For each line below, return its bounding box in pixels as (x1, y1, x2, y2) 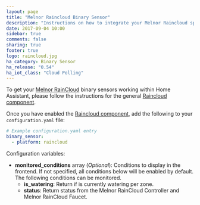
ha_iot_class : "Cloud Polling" (6, 70, 84, 76)
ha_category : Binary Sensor (6, 58, 76, 64)
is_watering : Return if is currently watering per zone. (23, 180, 154, 188)
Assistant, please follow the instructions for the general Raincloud (6, 92, 167, 100)
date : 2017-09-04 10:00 (6, 25, 65, 32)
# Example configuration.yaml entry (6, 128, 97, 134)
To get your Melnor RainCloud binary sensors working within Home (6, 86, 171, 93)
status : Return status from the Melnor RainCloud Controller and (23, 187, 180, 194)
